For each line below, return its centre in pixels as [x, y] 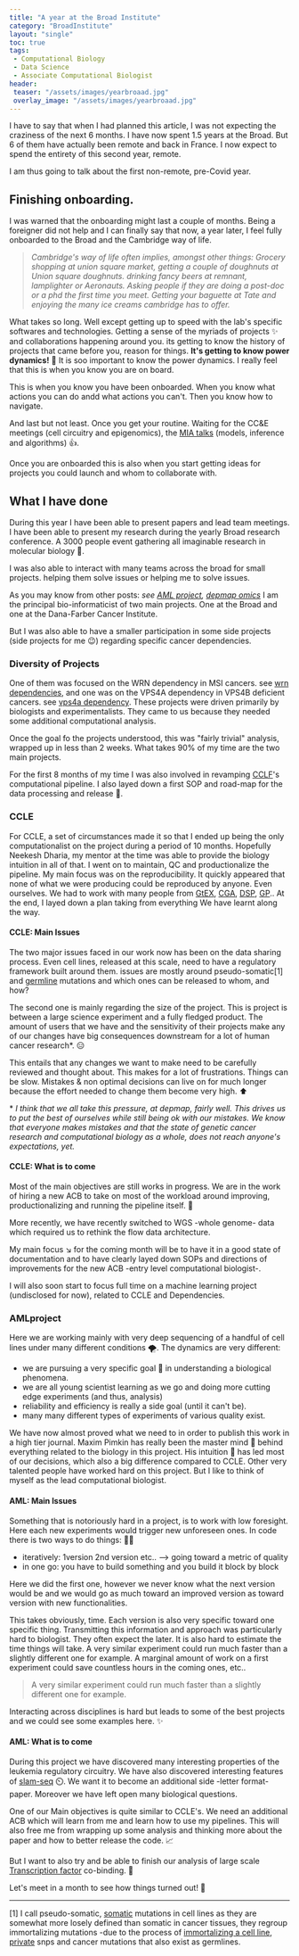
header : [24, 84]
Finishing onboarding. [72, 199]
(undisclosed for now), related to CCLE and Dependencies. [117, 1295]
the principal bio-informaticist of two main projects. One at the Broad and [143, 604]
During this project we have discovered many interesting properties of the [145, 1762]
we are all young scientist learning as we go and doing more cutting [146, 1387]
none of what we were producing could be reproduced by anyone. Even [141, 883]
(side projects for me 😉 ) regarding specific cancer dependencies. [130, 640]
